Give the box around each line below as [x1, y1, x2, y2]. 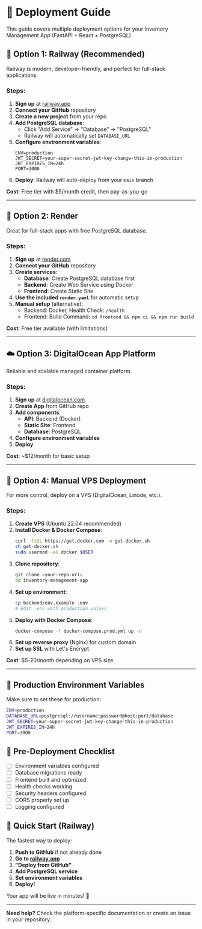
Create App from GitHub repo [14, 403, 89, 410]
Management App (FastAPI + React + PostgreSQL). [6, 31, 133, 38]
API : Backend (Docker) [23, 415, 81, 422]
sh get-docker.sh [14, 544, 59, 550]
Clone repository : [14, 560, 60, 567]
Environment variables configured [14, 763, 99, 770]
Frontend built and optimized [14, 776, 87, 783]
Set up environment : [14, 588, 67, 595]
